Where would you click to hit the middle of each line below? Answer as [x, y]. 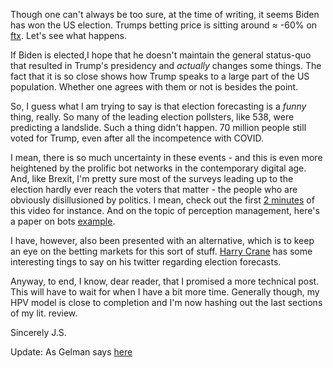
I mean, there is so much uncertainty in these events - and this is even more [166, 157]
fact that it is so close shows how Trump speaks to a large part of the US [160, 76]
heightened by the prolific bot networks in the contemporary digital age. [158, 168]
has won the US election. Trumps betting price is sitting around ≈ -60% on [164, 25]
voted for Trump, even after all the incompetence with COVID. [137, 138]
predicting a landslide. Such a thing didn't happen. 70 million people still [158, 127]
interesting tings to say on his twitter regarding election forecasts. [146, 262]
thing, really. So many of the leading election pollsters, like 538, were [152, 117]
